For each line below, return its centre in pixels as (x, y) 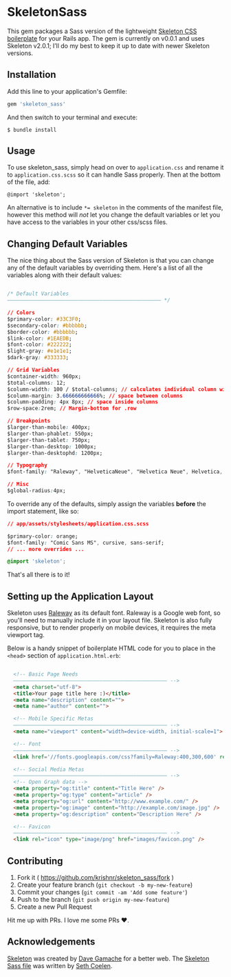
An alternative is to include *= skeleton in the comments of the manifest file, (115, 208)
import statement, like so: (43, 511)
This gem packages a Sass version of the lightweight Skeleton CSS (102, 31)
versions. (20, 53)
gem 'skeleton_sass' (37, 104)
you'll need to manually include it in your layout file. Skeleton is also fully (110, 621)
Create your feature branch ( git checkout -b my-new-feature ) (105, 885)
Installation (32, 75)
